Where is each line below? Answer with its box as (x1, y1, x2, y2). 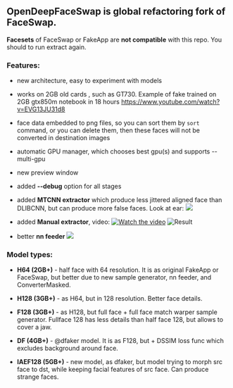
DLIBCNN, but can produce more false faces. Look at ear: (16, 204, 184, 213)
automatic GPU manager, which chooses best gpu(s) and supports (16, 147, 210, 156)
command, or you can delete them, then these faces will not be (16, 126, 201, 134)
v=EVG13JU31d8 (16, 105, 65, 113)
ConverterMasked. (16, 281, 71, 289)
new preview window (16, 168, 79, 177)
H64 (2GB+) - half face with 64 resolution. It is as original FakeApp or (16, 265, 219, 274)
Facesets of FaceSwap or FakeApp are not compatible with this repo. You (6, 35, 222, 44)
